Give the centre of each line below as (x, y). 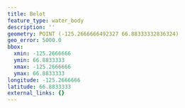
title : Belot (27, 14)
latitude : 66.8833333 (39, 87)
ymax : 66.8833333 (39, 73)
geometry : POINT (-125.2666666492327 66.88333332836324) (93, 34)
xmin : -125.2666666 (43, 54)
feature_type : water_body (45, 21)
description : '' (31, 27)
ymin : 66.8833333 (39, 60)
